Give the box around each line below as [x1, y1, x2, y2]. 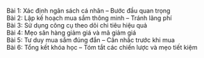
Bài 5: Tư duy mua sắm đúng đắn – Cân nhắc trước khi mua [6, 36, 175, 44]
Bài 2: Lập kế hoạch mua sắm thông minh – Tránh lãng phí [6, 14, 172, 22]
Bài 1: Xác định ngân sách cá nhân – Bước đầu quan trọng [6, 7, 171, 14]
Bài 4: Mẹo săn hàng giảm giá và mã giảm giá [6, 28, 137, 37]
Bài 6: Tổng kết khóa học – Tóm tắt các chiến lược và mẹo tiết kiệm [6, 43, 198, 51]
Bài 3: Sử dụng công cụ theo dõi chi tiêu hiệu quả [6, 21, 147, 29]
